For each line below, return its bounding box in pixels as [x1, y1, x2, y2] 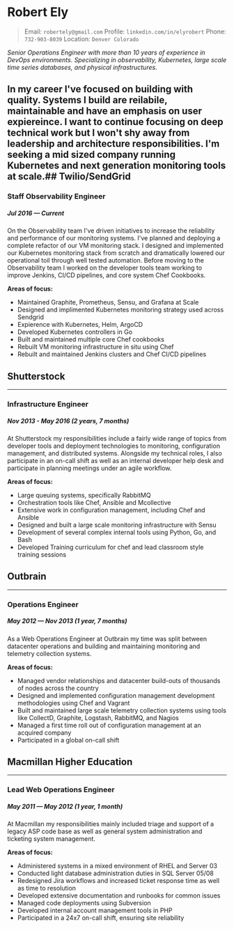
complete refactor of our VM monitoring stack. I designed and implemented [7, 242, 224, 250]
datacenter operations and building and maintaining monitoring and [7, 642, 201, 650]
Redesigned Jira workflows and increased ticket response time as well [17, 877, 220, 885]
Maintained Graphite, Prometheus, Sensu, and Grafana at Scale [17, 298, 199, 307]
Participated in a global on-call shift [17, 736, 120, 744]
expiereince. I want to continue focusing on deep [7, 116, 224, 128]
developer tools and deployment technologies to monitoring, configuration [7, 441, 221, 450]
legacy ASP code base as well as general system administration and [7, 827, 203, 835]
